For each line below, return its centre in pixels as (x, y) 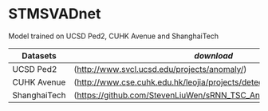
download (214, 55)
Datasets (39, 55)
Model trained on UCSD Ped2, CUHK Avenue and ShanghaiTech (114, 36)
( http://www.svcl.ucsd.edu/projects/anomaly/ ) (160, 69)
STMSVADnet (55, 14)
